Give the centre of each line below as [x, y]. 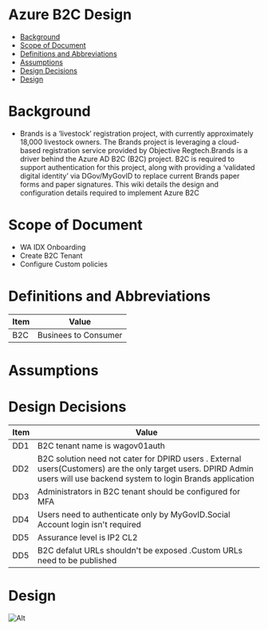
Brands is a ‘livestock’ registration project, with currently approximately [136, 133]
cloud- [229, 142]
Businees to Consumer [80, 335]
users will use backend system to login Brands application [146, 478]
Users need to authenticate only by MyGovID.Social [134, 514]
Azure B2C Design [70, 15]
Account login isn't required [89, 524]
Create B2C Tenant [51, 255]
